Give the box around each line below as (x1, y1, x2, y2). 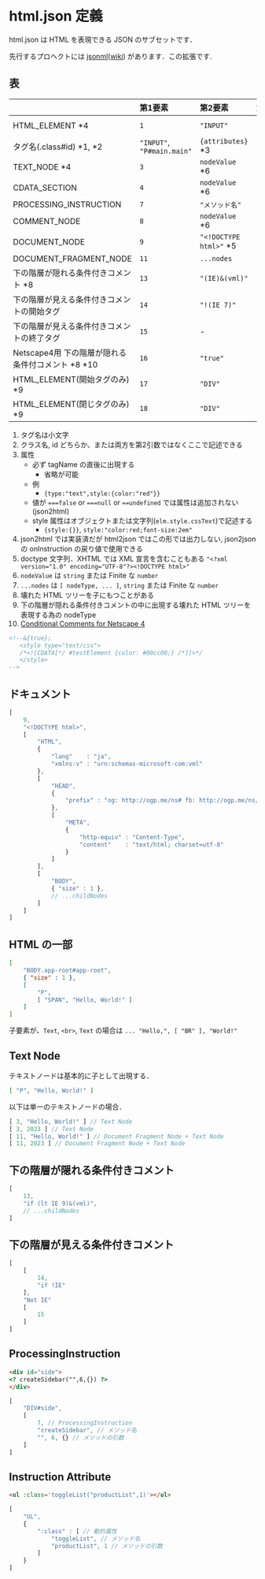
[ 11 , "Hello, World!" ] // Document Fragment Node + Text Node (9, 1133, 224, 1140)
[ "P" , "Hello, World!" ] (9, 1086, 94, 1095)
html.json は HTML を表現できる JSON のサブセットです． (9, 35, 197, 44)
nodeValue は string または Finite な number (20, 570, 159, 580)
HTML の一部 (9, 938, 73, 951)
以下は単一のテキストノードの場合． (9, 1102, 127, 1111)
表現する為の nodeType (20, 610, 97, 619)
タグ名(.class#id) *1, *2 (13, 141, 103, 152)
